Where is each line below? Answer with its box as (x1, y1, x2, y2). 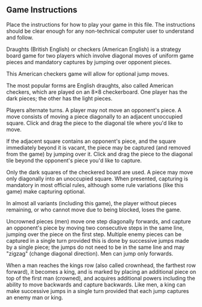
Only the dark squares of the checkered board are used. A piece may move (6, 168, 194, 176)
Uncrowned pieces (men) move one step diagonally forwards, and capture (6, 217, 191, 225)
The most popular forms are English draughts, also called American (6, 82, 174, 89)
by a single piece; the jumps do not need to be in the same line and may (6, 243, 185, 251)
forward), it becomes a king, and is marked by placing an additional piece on (6, 268, 197, 275)
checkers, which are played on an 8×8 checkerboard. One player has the (6, 88, 188, 96)
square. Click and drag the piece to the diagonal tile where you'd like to (6, 119, 183, 127)
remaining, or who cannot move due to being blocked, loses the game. (6, 206, 182, 213)
